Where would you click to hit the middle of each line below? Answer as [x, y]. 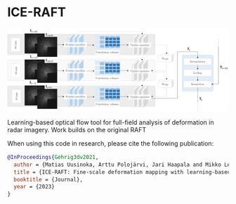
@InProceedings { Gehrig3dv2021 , [53, 157]
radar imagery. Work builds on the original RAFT [77, 129]
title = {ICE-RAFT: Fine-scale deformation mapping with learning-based [122, 172]
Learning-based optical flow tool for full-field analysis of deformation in [111, 122]
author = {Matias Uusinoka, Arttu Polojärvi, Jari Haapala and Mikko [117, 165]
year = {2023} [34, 187]
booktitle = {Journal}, [48, 179]
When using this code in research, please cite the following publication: [111, 143]
